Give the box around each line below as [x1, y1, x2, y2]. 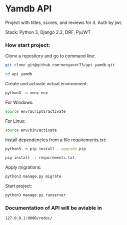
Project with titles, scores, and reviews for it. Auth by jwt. [5, 19, 122, 25]
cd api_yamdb [5, 72, 32, 77]
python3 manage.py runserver [5, 193, 66, 198]
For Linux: [5, 118, 26, 124]
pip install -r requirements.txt [5, 155, 75, 160]
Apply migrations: [5, 164, 41, 170]
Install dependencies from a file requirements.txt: [5, 137, 106, 143]
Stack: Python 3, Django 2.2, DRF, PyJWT [5, 29, 91, 35]
